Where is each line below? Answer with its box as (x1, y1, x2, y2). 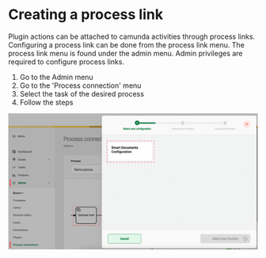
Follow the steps (19, 97, 74, 107)
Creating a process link (8, 6, 164, 24)
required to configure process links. (8, 57, 125, 66)
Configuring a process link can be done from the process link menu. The (8, 40, 245, 49)
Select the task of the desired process (19, 89, 145, 98)
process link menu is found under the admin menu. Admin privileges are (8, 48, 243, 58)
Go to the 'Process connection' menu (19, 81, 142, 90)
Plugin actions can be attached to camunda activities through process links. (8, 32, 256, 41)
